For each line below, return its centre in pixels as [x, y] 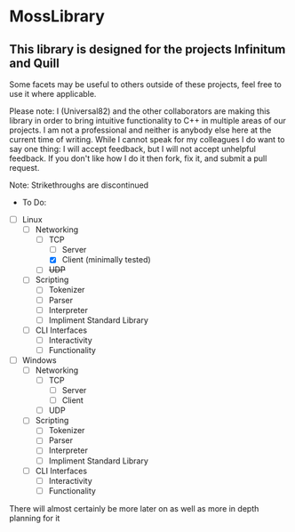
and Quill [34, 63]
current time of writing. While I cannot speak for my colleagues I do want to [147, 139]
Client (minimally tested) [106, 260]
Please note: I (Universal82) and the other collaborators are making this [140, 111]
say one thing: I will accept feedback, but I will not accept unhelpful [132, 149]
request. [24, 168]
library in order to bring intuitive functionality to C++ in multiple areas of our [148, 121]
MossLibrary [57, 16]
